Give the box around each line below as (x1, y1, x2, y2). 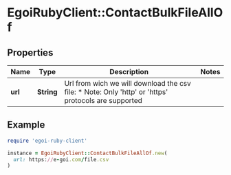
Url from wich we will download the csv (64, 79, 191, 88)
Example (7, 119, 45, 131)
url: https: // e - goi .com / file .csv (13, 156, 109, 163)
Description (109, 67, 149, 76)
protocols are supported (64, 96, 143, 105)
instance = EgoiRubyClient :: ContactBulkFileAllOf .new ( (7, 150, 168, 156)
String (36, 87, 58, 97)
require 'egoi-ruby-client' (7, 137, 88, 144)
